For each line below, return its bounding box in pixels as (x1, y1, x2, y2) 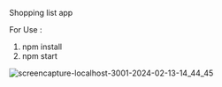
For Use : (9, 25, 42, 34)
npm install (21, 41, 63, 52)
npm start (21, 51, 57, 61)
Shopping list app (9, 8, 73, 18)
